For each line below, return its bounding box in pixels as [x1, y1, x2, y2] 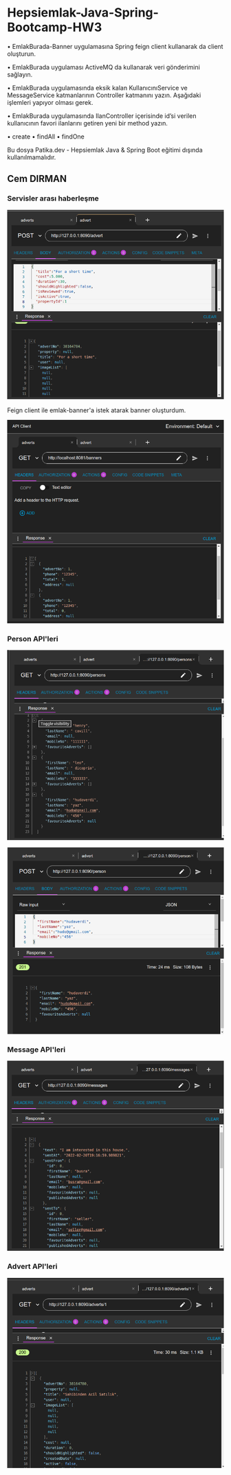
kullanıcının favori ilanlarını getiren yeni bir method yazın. [7, 119, 168, 127]
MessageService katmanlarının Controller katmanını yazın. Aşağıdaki [7, 91, 201, 99]
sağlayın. [7, 70, 33, 79]
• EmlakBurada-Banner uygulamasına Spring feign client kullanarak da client [7, 42, 223, 50]
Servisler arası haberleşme [7, 194, 100, 203]
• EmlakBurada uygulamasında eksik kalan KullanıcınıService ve [7, 83, 188, 92]
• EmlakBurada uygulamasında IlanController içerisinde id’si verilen [7, 112, 197, 120]
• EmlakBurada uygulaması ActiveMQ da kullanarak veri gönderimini [7, 63, 201, 71]
